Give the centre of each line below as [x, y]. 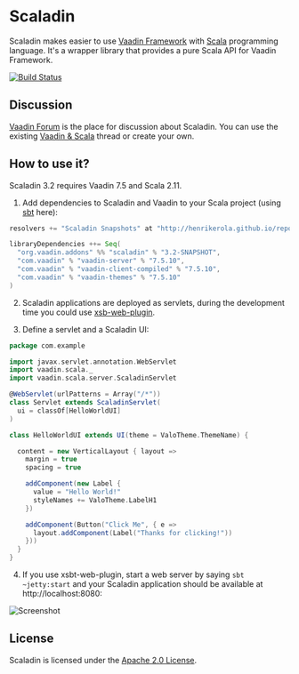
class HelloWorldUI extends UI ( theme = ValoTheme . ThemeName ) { [129, 435]
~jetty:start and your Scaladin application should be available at [142, 584]
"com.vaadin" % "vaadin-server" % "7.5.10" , [101, 261]
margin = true [51, 460]
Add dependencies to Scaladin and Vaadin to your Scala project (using [152, 203]
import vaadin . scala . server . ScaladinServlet [93, 378]
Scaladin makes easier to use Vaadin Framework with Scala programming [144, 41]
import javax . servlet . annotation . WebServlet [93, 362]
